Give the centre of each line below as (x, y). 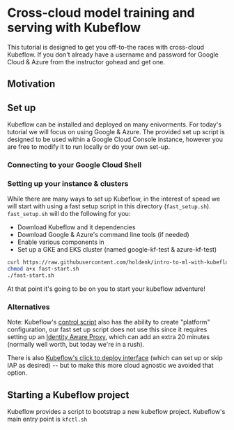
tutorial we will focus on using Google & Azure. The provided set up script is (116, 132)
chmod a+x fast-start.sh (43, 269)
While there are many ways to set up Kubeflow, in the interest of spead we (114, 199)
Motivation (31, 84)
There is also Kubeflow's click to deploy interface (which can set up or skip (115, 358)
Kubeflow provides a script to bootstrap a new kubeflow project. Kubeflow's (116, 412)
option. (17, 373)
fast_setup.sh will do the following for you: (69, 214)
